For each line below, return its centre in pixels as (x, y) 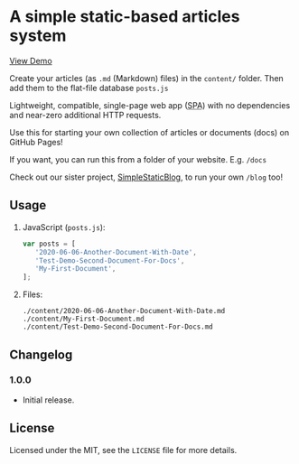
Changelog (41, 354)
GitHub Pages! (36, 142)
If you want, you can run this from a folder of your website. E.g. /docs (138, 159)
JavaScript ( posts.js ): (64, 227)
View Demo (31, 60)
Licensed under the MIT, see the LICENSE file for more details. (123, 450)
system (38, 36)
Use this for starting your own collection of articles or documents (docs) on (149, 132)
